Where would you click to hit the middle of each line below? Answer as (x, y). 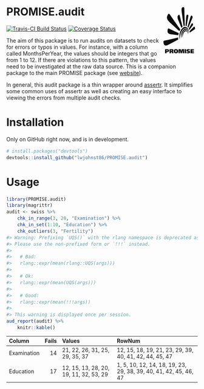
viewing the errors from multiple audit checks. (64, 98)
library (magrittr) (29, 205)
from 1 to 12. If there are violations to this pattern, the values (81, 60)
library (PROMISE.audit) (36, 199)
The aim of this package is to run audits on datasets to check (83, 40)
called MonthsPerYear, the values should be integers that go (82, 53)
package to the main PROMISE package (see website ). (74, 73)
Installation (35, 122)
